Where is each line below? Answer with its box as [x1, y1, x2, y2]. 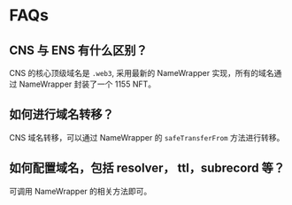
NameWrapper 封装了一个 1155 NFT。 [19, 79, 157, 89]
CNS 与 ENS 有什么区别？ [9, 42, 148, 57]
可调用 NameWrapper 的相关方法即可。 [9, 186, 152, 196]
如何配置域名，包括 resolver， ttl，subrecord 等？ [9, 161, 286, 176]
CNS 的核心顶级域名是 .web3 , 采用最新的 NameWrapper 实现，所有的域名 [9, 68, 274, 78]
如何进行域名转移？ [9, 107, 114, 122]
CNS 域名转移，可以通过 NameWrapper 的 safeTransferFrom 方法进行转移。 [9, 132, 285, 142]
